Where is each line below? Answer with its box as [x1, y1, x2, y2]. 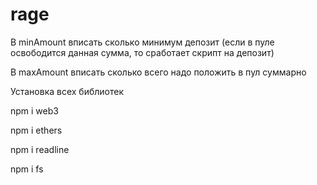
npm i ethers [10, 124, 63, 136]
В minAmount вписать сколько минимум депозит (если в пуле [10, 36, 275, 48]
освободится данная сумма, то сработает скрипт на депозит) [10, 46, 275, 58]
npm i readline [10, 143, 70, 155]
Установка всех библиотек [10, 85, 125, 97]
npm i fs [10, 163, 44, 175]
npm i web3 [10, 104, 59, 117]
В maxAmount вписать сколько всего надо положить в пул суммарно [10, 66, 307, 78]
